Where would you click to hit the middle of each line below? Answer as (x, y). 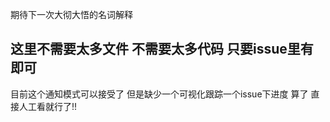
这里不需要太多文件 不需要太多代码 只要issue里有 (162, 49)
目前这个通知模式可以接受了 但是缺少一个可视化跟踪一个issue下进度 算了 (159, 94)
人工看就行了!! (48, 106)
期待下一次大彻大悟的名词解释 (71, 14)
